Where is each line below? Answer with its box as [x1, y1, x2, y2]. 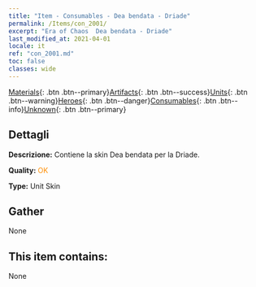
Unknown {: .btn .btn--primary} [24, 104, 127, 114]
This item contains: [8, 250, 108, 263]
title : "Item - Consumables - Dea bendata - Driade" [8, 11, 191, 20]
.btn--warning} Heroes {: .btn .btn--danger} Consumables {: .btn [8, 95, 217, 106]
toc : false [8, 58, 46, 66]
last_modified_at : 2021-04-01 [8, 34, 111, 43]
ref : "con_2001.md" [8, 50, 75, 58]
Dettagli [8, 128, 50, 142]
